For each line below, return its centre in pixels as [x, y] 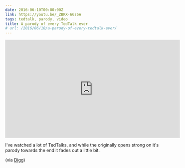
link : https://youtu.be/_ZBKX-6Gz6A [43, 14]
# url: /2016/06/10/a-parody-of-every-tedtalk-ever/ [61, 28]
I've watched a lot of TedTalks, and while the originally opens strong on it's [82, 145]
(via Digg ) [15, 160]
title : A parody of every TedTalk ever [47, 24]
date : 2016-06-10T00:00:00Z [34, 10]
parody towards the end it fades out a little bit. [52, 151]
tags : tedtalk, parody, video [37, 19]
